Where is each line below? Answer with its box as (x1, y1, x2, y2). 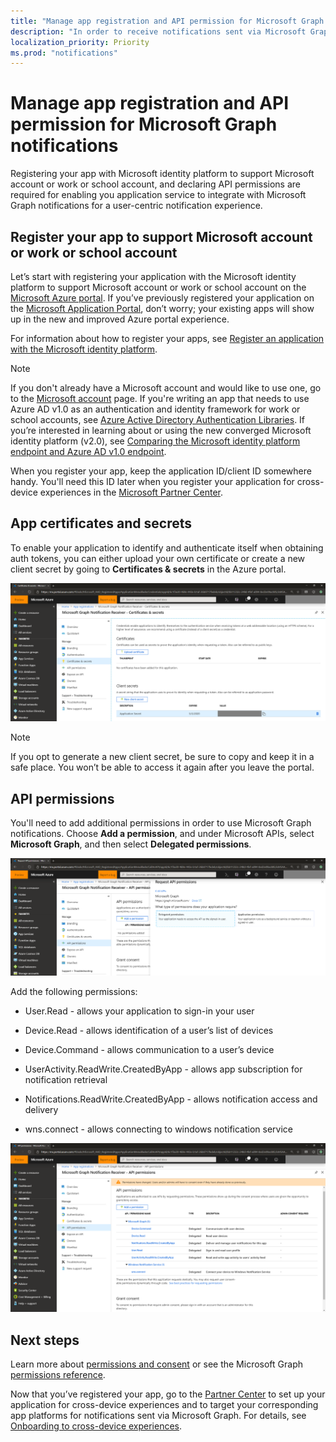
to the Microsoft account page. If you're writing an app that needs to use (10, 393, 310, 404)
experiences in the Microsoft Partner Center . (39, 486, 224, 498)
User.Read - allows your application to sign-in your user (24, 1005, 255, 1017)
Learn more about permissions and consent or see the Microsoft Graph (10, 1358, 304, 1370)
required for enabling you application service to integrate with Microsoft (10, 189, 307, 201)
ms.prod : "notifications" (10, 48, 118, 58)
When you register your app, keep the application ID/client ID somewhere (10, 465, 312, 477)
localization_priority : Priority (10, 37, 150, 47)
